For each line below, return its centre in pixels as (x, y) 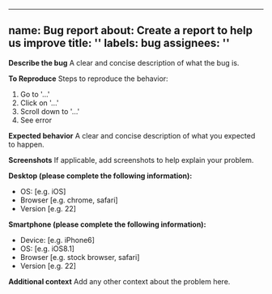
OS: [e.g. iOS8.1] (47, 249)
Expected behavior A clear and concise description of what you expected (132, 135)
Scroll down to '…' (50, 111)
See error (36, 120)
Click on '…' (39, 103)
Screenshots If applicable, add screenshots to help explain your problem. (131, 160)
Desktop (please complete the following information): (100, 176)
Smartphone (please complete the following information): (107, 224)
